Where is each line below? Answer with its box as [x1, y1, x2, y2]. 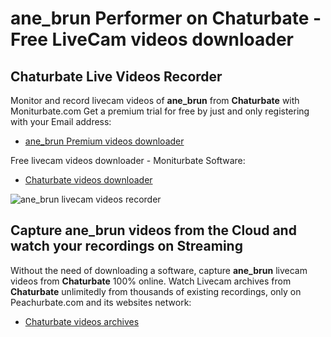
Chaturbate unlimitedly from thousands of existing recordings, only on [10, 285, 302, 297]
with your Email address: [10, 116, 112, 127]
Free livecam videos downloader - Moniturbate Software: [10, 155, 246, 166]
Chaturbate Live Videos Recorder [10, 68, 223, 85]
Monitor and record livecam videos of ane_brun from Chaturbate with [10, 95, 300, 106]
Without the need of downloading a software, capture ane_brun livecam [10, 264, 308, 276]
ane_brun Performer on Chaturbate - [10, 7, 322, 30]
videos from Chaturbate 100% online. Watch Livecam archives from [10, 275, 292, 287]
